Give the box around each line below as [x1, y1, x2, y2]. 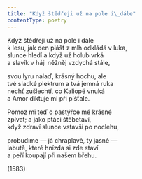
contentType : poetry [7, 17, 68, 24]
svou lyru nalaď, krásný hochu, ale [7, 71, 107, 80]
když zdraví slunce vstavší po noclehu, [7, 122, 120, 131]
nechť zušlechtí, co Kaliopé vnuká [7, 87, 105, 95]
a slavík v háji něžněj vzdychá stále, [7, 58, 111, 66]
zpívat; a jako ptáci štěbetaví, [7, 115, 92, 123]
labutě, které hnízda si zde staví [7, 143, 99, 152]
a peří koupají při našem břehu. [7, 151, 97, 159]
